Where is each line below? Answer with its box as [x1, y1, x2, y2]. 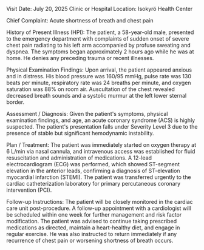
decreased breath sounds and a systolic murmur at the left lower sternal [6, 92, 187, 99]
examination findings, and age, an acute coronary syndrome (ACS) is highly [6, 117, 195, 124]
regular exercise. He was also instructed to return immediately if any [6, 231, 177, 237]
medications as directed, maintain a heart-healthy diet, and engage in [6, 224, 180, 231]
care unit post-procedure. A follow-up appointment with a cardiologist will [6, 204, 191, 212]
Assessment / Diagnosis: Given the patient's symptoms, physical [6, 110, 168, 117]
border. [6, 98, 25, 106]
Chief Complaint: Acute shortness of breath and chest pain [6, 17, 154, 24]
